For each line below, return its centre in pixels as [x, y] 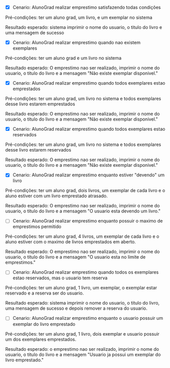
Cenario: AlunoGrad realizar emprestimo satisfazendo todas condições [87, 7]
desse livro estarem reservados [38, 150]
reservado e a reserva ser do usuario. [45, 293]
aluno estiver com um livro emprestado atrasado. [57, 196]
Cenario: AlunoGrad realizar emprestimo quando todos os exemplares [86, 272]
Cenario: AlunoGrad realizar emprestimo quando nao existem [76, 43]
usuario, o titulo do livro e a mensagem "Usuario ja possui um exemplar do [83, 354]
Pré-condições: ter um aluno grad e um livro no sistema [63, 58]
